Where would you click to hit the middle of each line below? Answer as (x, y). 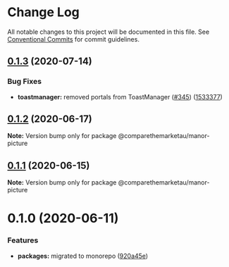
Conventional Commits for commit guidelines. (73, 39)
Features (23, 240)
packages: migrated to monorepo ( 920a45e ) (83, 256)
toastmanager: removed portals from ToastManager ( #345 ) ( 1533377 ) (120, 97)
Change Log (43, 12)
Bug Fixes (25, 82)
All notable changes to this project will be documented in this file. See (109, 32)
